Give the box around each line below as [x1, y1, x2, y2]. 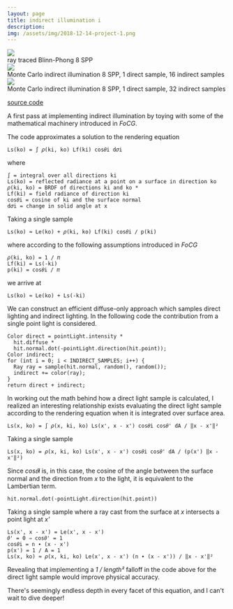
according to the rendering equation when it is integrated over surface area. [7, 409, 225, 417]
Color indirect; [7, 351, 54, 359]
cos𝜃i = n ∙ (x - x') [7, 541, 70, 548]
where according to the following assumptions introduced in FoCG [7, 241, 197, 249]
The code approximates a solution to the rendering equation [7, 133, 180, 141]
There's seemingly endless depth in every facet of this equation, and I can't [7, 587, 225, 595]
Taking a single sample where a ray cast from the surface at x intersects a [7, 508, 220, 516]
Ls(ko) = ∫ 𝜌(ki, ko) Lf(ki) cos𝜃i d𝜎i [7, 146, 123, 154]
